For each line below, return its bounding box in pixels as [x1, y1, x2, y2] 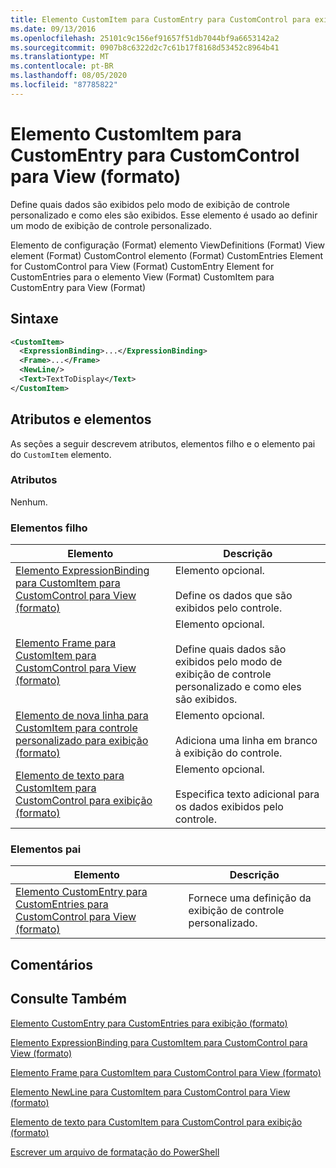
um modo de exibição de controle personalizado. [10, 219, 213, 231]
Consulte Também [10, 991, 128, 1008]
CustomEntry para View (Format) [10, 281, 147, 293]
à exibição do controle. [174, 746, 283, 760]
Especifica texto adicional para [174, 787, 320, 801]
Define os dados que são [174, 589, 293, 603]
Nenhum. [10, 496, 48, 508]
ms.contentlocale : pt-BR [10, 61, 114, 71]
